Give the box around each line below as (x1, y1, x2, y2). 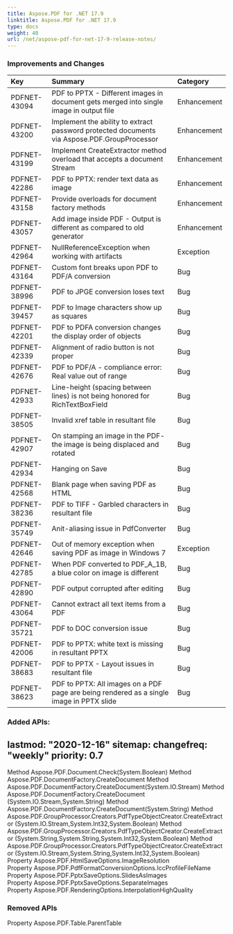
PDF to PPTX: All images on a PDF (51, 679, 162, 689)
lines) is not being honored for (51, 391, 150, 401)
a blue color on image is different (51, 568, 159, 578)
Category (177, 77, 209, 87)
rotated (51, 448, 76, 458)
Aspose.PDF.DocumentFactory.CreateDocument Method (7, 775, 169, 784)
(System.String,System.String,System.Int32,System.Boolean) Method (15, 834, 213, 843)
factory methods (51, 203, 106, 212)
